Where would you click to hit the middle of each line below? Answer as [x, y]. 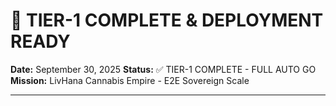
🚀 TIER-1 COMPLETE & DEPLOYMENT [167, 20]
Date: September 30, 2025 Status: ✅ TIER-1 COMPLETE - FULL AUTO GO [163, 69]
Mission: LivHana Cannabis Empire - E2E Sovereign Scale [130, 80]
